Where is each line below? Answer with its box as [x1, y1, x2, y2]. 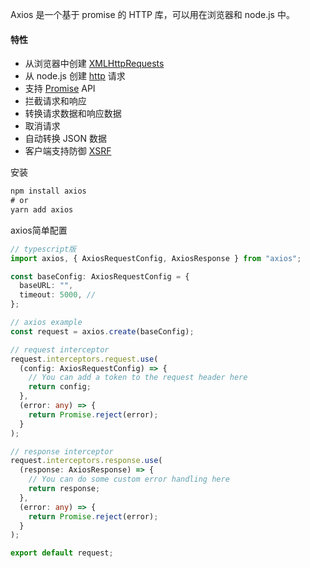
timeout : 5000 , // [19, 290, 97, 300]
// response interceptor [10, 446, 114, 457]
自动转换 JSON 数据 [24, 133, 107, 145]
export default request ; [10, 548, 114, 558]
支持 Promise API [24, 83, 96, 95]
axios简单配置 [10, 224, 68, 236]
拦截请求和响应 [24, 95, 87, 107]
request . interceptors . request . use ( [10, 354, 159, 364]
